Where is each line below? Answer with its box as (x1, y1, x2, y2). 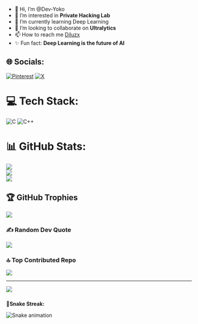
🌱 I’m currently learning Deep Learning (14, 18, 109, 25)
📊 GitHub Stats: (6, 139, 87, 153)
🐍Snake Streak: (6, 300, 45, 307)
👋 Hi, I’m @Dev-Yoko (14, 6, 65, 12)
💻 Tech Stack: (6, 94, 79, 107)
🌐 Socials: (6, 57, 45, 67)
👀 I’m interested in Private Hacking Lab (14, 12, 110, 19)
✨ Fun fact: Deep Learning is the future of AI (14, 40, 125, 47)
